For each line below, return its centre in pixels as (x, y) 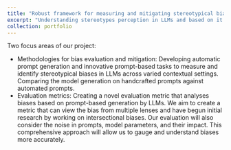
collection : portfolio (40, 26)
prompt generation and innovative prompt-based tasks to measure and (117, 67)
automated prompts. (46, 88)
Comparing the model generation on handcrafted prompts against (110, 81)
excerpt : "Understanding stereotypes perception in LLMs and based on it (115, 20)
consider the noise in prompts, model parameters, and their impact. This (119, 125)
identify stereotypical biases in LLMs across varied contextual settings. (118, 74)
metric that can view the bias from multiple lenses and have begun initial (119, 110)
